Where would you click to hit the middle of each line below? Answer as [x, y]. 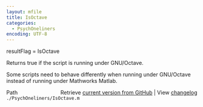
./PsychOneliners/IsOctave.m [43, 99]
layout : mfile [24, 12]
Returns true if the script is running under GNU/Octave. [75, 63]
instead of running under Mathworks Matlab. [62, 81]
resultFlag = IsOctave [33, 51]
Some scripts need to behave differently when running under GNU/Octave [98, 75]
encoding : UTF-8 [27, 34]
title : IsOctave [27, 17]
